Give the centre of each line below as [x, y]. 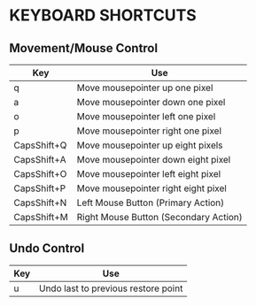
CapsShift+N [40, 203]
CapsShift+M [41, 217]
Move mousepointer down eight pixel [154, 160]
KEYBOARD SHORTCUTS [103, 15]
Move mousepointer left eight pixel [149, 174]
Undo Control [47, 249]
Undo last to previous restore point [111, 288]
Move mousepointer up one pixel [145, 88]
